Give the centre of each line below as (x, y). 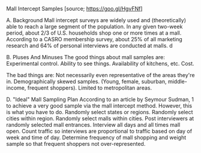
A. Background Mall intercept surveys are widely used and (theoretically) (96, 20)
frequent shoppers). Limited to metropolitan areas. (89, 88)
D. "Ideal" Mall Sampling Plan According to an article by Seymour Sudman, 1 (100, 99)
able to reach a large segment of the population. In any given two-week (94, 27)
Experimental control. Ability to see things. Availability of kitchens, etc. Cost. (100, 63)
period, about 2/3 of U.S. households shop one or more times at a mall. (94, 33)
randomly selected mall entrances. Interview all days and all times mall (93, 125)
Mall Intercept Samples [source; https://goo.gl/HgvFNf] (74, 9)
